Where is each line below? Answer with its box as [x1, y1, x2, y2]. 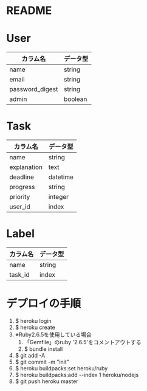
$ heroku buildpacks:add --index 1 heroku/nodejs [15, 371, 139, 378]
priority [9, 193, 30, 201]
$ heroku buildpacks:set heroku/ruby [15, 364, 108, 372]
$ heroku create [15, 324, 56, 331]
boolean [63, 95, 87, 103]
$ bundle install [24, 345, 63, 353]
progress [9, 183, 35, 192]
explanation [9, 163, 43, 171]
